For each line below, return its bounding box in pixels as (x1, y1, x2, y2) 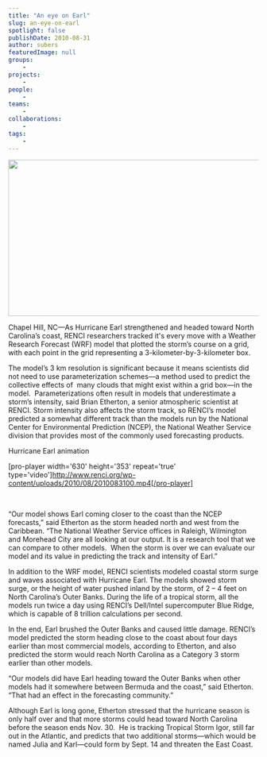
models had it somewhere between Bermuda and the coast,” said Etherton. (8, 682, 254, 691)
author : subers (8, 41, 59, 49)
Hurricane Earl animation (8, 446, 90, 455)
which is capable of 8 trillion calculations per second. (8, 608, 183, 618)
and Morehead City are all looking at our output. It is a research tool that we (8, 534, 256, 544)
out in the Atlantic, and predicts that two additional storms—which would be (8, 731, 257, 740)
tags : (8, 129, 26, 137)
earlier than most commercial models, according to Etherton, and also (8, 641, 237, 651)
